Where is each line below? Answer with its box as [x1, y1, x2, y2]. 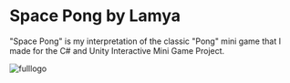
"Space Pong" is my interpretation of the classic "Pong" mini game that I [9, 36, 281, 47]
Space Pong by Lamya [9, 5, 181, 26]
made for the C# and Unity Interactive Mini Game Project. [9, 45, 225, 56]
